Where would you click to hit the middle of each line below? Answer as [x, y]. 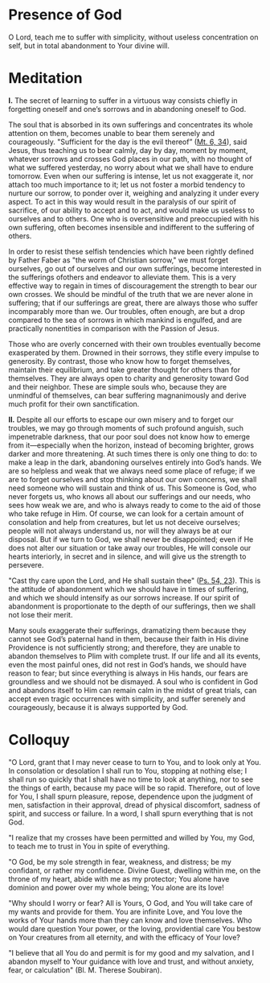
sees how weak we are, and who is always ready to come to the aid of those [135, 505]
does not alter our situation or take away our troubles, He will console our [130, 547]
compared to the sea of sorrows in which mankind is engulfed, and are [125, 320]
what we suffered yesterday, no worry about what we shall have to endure [131, 167]
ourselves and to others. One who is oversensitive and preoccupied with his [134, 218]
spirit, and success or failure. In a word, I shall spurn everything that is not [131, 813]
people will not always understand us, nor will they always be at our [120, 531]
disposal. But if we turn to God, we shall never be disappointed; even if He [131, 539]
